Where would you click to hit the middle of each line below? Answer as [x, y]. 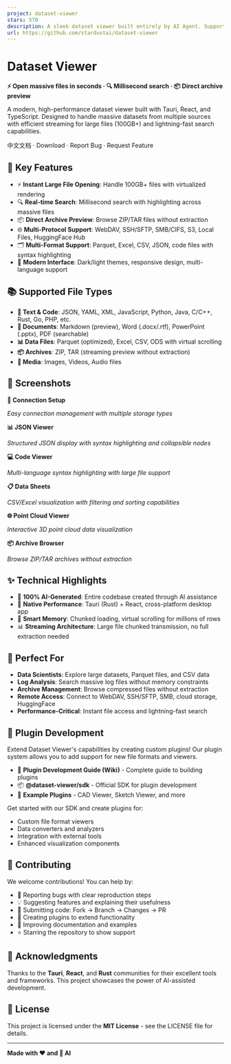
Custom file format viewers [55, 821]
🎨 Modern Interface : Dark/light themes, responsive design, [101, 262]
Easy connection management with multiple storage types [90, 413]
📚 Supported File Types [60, 292]
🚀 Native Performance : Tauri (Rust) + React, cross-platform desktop [114, 604]
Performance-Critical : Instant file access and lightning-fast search [112, 711]
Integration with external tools [59, 836]
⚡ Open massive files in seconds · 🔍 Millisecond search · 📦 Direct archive [115, 86]
